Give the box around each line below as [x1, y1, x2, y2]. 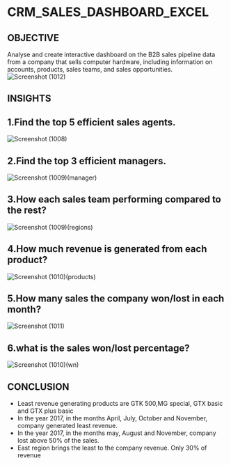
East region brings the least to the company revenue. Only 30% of [17, 443, 207, 452]
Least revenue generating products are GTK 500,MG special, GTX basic [17, 400, 223, 408]
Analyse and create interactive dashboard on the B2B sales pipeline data [7, 50, 216, 58]
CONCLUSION [7, 381, 70, 393]
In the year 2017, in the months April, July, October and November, [17, 414, 207, 423]
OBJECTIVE [7, 32, 59, 44]
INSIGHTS [7, 93, 51, 104]
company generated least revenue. [17, 422, 118, 430]
